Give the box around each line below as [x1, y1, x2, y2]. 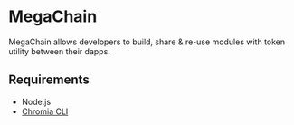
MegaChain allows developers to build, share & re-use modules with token [8, 36, 286, 47]
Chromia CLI [21, 106, 69, 117]
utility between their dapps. [8, 45, 110, 56]
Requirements [8, 72, 90, 88]
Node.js [21, 96, 52, 107]
